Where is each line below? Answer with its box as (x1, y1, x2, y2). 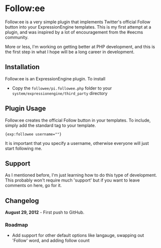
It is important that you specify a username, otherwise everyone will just (5, 140, 149, 146)
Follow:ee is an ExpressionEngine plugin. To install (5, 76, 106, 81)
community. (5, 34, 29, 40)
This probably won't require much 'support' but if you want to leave (5, 177, 140, 183)
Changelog (5, 197, 39, 205)
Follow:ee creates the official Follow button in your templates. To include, (5, 117, 151, 123)
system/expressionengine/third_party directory (12, 90, 108, 96)
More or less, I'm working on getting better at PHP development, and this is (5, 44, 155, 49)
